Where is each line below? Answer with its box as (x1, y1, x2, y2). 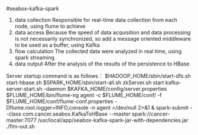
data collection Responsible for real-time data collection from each (14, 17, 177, 23)
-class (6, 110, 22, 117)
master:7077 (6, 117, 37, 123)
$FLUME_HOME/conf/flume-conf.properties (6, 98, 113, 105)
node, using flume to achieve (14, 23, 86, 29)
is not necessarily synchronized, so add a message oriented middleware (14, 35, 191, 42)
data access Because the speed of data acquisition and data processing (14, 29, 191, 36)
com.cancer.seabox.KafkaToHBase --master (22, 110, 131, 117)
